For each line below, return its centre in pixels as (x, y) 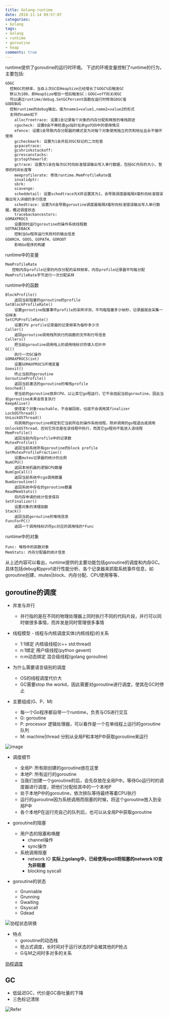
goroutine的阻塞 (29, 823)
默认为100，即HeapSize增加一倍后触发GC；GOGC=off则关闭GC (66, 94)
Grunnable (31, 892)
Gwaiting (29, 902)
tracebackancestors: (36, 214)
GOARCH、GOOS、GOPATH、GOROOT (36, 239)
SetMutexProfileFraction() (34, 452)
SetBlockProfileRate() (29, 304)
